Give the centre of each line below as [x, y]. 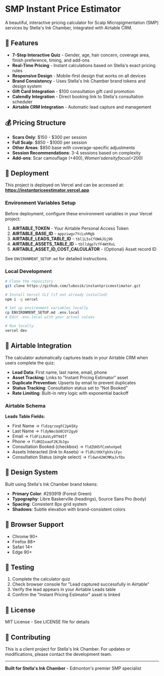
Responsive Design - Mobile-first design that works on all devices [79, 76]
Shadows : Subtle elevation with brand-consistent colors [69, 509]
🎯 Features [22, 43]
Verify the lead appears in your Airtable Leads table [64, 589]
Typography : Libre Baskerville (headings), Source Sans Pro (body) [79, 499]
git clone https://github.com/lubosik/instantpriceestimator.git [73, 286]
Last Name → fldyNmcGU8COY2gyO [45, 431]
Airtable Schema [25, 406]
